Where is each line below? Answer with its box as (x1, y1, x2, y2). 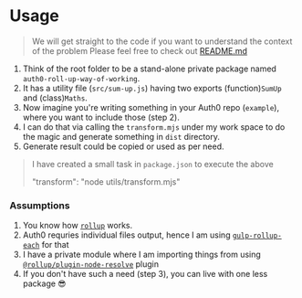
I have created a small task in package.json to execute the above (31, 158, 274, 169)
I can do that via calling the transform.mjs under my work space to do (22, 121, 286, 133)
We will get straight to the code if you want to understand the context (31, 36, 293, 47)
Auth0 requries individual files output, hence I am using (22, 229, 231, 240)
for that (41, 239, 70, 250)
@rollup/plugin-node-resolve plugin (22, 259, 160, 270)
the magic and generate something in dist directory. (22, 131, 221, 142)
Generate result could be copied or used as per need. (22, 141, 225, 152)
